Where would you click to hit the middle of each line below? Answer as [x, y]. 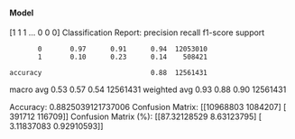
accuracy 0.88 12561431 [108, 73]
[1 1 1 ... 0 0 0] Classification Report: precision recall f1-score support [137, 32]
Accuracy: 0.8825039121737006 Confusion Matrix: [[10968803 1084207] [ [148, 107]
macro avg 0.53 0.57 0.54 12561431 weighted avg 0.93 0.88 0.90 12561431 [148, 89]
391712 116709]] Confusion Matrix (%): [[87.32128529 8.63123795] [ [136, 116]
